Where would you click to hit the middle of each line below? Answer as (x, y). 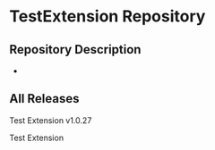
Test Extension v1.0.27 (51, 120)
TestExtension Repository (107, 17)
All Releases (44, 99)
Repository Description (75, 50)
